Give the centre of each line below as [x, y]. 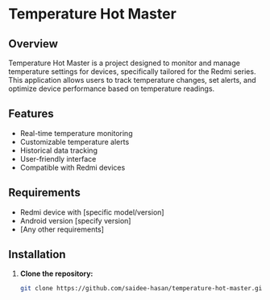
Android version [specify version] [75, 220]
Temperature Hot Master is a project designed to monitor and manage [124, 63]
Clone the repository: [56, 273]
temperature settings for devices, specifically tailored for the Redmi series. [132, 72]
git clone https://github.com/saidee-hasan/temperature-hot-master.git [143, 289]
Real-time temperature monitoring [76, 133]
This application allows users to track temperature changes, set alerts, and [132, 80]
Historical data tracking [59, 150]
